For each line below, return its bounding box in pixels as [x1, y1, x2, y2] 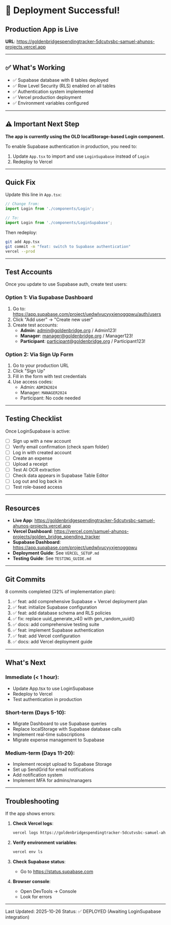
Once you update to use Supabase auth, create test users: [5, 281, 128, 287]
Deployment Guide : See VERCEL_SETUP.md [12, 550, 99, 556]
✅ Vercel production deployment [12, 94, 81, 100]
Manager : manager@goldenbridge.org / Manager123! [20, 333, 133, 339]
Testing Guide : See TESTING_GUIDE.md [12, 556, 92, 562]
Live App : [12, 517, 34, 523]
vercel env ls [12, 849, 43, 854]
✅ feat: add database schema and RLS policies [12, 610, 111, 616]
